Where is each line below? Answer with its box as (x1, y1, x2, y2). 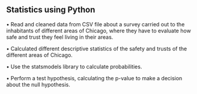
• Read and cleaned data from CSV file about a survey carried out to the (6, 20, 185, 28)
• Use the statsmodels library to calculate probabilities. (6, 63, 142, 70)
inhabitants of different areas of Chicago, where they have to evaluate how (6, 27, 191, 34)
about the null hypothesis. (6, 81, 70, 88)
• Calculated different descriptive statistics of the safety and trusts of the (6, 45, 187, 52)
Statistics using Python (6, 5, 95, 15)
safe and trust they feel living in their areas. (6, 33, 114, 41)
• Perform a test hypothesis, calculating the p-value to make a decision (6, 74, 183, 81)
